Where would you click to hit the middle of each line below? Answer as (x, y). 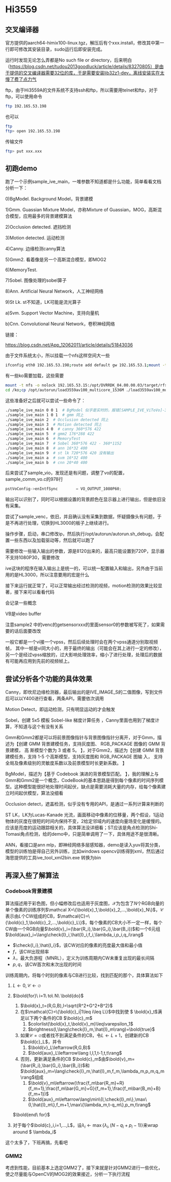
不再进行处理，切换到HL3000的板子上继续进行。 (61, 523)
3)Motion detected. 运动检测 (35, 238)
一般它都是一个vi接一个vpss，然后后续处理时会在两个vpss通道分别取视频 (82, 642)
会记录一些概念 (21, 603)
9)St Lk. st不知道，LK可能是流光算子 (43, 302)
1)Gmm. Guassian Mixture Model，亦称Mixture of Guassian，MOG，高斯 (81, 210)
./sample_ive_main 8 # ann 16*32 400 (46, 448)
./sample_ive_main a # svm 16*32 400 (46, 458)
